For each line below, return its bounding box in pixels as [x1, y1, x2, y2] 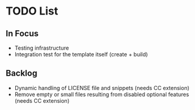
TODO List [5, 4, 58, 18]
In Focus [5, 28, 39, 39]
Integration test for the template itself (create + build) [14, 51, 148, 58]
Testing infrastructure [14, 44, 69, 51]
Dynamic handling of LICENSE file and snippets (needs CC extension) [14, 84, 190, 91]
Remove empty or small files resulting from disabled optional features [14, 91, 190, 98]
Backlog [5, 68, 38, 79]
